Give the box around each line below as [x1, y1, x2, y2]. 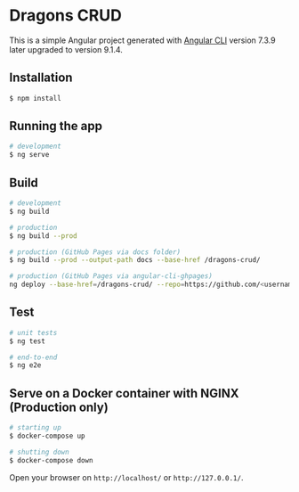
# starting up [9, 423, 62, 432]
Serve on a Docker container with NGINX [9, 385, 239, 401]
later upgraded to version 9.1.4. [9, 44, 123, 54]
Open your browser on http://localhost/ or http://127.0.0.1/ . [9, 471, 244, 482]
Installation [9, 70, 73, 86]
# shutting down [9, 447, 69, 456]
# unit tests [9, 328, 58, 337]
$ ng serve [9, 151, 50, 160]
